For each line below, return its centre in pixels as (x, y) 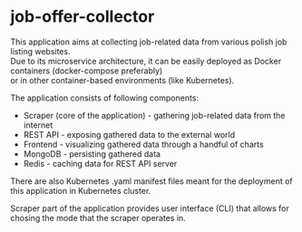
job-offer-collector (83, 17)
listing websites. (40, 51)
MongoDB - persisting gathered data (92, 154)
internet (38, 125)
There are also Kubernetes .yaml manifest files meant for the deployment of (151, 181)
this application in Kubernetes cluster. (81, 190)
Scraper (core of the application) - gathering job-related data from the (154, 115)
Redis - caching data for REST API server (100, 163)
